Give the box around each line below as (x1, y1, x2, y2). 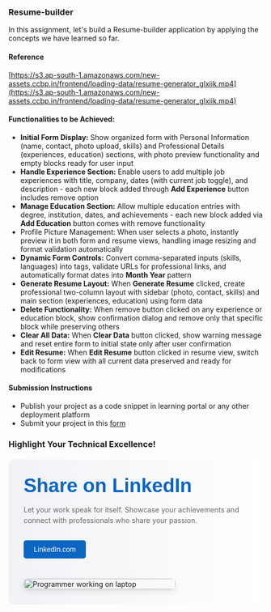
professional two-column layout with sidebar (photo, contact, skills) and (19, 287, 260, 297)
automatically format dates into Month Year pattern (19, 270, 192, 279)
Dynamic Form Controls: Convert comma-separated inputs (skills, (19, 253, 242, 262)
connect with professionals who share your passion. (23, 515, 198, 525)
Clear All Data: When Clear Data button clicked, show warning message (19, 330, 262, 340)
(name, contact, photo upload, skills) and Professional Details (19, 141, 225, 151)
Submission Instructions (8, 383, 93, 393)
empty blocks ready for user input (19, 158, 133, 168)
